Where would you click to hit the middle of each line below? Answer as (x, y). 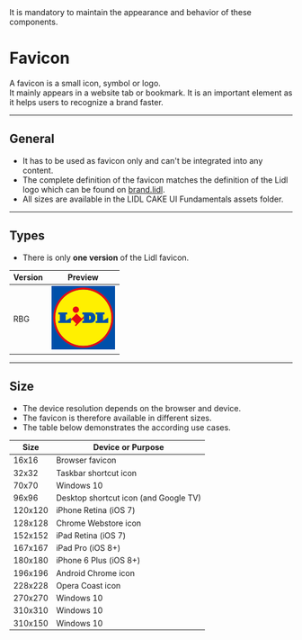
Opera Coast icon (89, 585)
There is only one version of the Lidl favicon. (106, 257)
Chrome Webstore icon (99, 523)
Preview (83, 277)
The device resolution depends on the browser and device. (131, 408)
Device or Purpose (129, 447)
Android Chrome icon (95, 572)
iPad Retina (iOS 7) (91, 535)
